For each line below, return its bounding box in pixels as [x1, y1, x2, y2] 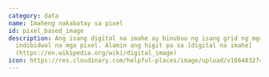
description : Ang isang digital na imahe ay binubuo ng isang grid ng [8, 34, 249, 43]
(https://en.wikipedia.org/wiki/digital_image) [15, 49, 178, 57]
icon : [8, 57, 26, 65]
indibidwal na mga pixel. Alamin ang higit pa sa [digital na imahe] [15, 42, 252, 50]
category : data [8, 11, 59, 20]
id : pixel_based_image [8, 26, 84, 34]
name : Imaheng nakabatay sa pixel [8, 19, 124, 27]
